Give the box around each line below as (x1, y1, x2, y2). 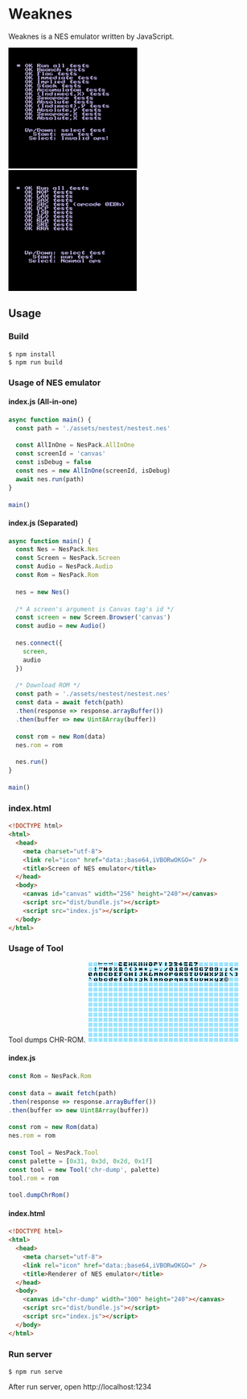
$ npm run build (8, 358, 63, 367)
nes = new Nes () (15, 587, 70, 596)
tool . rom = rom (8, 1174, 60, 1182)
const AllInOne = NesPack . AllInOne (15, 441, 135, 450)
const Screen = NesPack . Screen (15, 554, 121, 563)
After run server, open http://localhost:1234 (8, 1382, 152, 1391)
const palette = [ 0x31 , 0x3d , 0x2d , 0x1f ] (8, 1157, 153, 1165)
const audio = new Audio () (15, 622, 106, 630)
